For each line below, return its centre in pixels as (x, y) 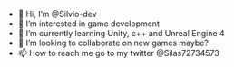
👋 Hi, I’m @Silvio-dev (57, 14)
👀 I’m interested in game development (89, 24)
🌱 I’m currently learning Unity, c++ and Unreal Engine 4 (121, 33)
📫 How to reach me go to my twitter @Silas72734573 (118, 53)
